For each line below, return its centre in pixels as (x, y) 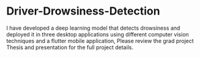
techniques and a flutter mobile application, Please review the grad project (100, 41)
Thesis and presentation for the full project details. (70, 47)
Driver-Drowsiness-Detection (83, 11)
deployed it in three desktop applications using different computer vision (98, 34)
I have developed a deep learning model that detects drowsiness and (93, 28)
